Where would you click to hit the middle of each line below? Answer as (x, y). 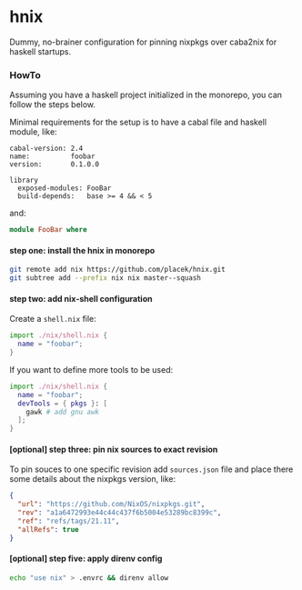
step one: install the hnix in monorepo (82, 250)
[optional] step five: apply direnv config (86, 559)
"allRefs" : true (48, 529)
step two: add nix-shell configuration (81, 298)
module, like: (33, 132)
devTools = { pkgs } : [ (62, 403)
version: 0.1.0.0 (55, 165)
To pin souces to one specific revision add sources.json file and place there (151, 469)
